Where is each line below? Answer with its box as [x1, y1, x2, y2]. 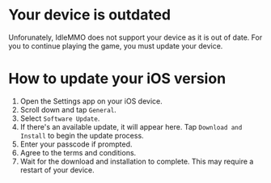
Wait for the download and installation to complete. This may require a [19, 156, 254, 166]
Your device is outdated [8, 6, 171, 24]
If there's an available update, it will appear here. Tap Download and [19, 121, 243, 131]
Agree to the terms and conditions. [19, 147, 137, 157]
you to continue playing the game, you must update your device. [8, 40, 223, 50]
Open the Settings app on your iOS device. [19, 96, 163, 106]
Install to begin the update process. [19, 130, 144, 140]
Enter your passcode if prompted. [19, 139, 133, 149]
